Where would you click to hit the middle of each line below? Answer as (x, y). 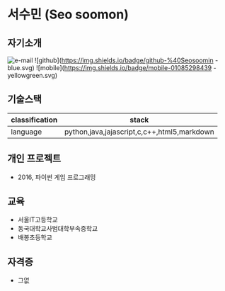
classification (34, 120)
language (27, 132)
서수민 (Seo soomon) (68, 15)
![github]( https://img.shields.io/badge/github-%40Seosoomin (124, 60)
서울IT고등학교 (37, 219)
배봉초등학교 (35, 237)
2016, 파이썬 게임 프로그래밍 (57, 177)
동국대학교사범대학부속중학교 (58, 229)
